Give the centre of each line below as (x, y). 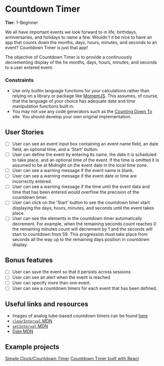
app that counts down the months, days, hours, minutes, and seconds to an (81, 42)
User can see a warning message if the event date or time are (74, 176)
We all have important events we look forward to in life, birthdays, (71, 32)
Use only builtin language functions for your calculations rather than (81, 91)
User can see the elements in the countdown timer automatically (77, 218)
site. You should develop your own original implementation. (72, 117)
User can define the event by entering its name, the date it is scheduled (84, 154)
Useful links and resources (47, 304)
